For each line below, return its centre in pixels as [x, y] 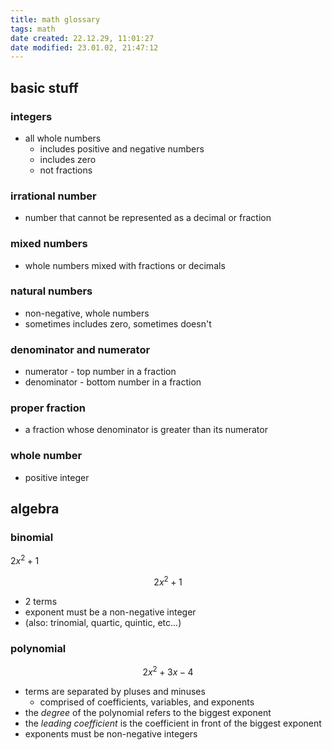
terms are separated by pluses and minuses [115, 691]
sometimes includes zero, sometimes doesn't [118, 323]
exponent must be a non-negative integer [110, 612]
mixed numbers [49, 244]
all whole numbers [63, 138]
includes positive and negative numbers [122, 148]
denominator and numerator [80, 349]
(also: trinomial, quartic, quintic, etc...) [103, 622]
